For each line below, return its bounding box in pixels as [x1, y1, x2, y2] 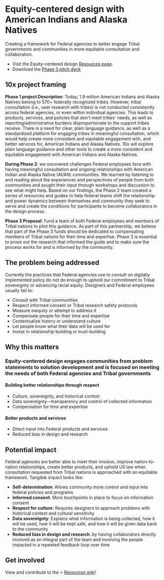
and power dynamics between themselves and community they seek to [5, 198, 150, 204]
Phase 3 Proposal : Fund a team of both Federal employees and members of [5, 218, 159, 223]
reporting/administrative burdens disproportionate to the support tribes [5, 120, 149, 126]
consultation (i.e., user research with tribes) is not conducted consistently [5, 104, 155, 110]
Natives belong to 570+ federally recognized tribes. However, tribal [5, 99, 141, 105]
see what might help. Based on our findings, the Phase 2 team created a [5, 187, 152, 193]
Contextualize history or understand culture [12, 318, 101, 324]
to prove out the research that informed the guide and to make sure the [5, 239, 149, 245]
